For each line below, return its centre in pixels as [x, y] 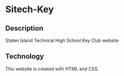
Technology [25, 56]
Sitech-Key [30, 9]
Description [24, 28]
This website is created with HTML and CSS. [52, 69]
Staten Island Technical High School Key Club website [62, 40]
